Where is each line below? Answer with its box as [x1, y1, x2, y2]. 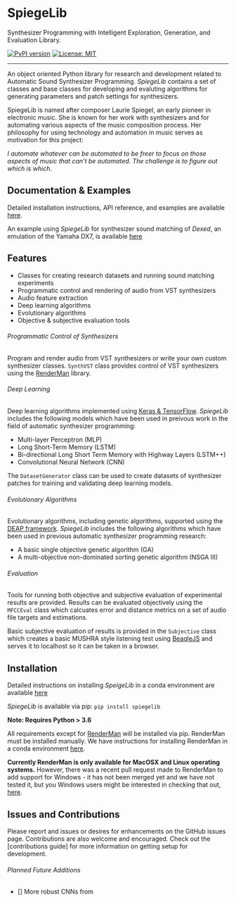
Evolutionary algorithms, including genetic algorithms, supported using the [7, 517, 223, 525]
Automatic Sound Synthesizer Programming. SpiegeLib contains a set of [7, 77, 216, 85]
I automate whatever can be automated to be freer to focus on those [7, 149, 207, 158]
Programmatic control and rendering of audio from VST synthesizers [17, 286, 216, 294]
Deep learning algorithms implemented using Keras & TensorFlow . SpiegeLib [7, 406, 229, 415]
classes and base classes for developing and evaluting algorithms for [7, 84, 208, 93]
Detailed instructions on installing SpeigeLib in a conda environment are [7, 681, 215, 689]
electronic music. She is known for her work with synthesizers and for [7, 113, 209, 121]
